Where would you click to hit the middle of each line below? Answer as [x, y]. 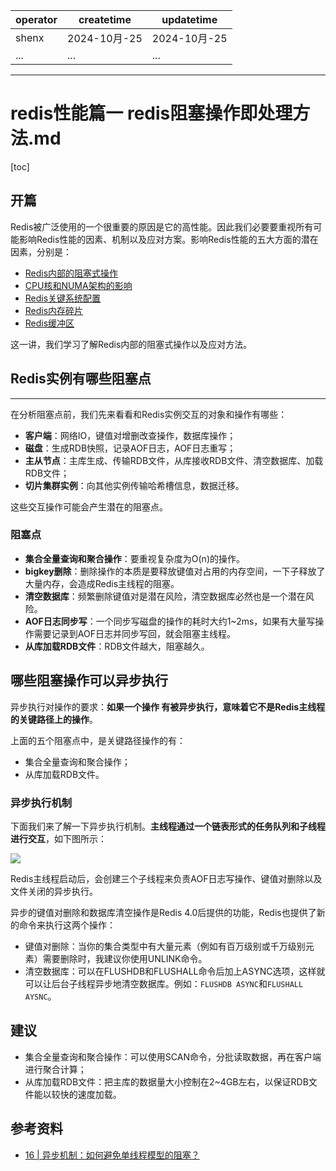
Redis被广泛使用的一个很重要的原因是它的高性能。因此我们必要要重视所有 [162, 226]
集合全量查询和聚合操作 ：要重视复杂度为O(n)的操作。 [134, 558]
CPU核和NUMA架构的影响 [78, 285]
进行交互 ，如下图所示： [58, 838]
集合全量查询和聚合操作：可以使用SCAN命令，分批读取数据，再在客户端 [173, 1056]
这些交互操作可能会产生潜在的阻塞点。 [89, 506]
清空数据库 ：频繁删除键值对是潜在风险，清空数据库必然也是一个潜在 [165, 596]
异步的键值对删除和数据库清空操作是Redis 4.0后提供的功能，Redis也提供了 [163, 912]
